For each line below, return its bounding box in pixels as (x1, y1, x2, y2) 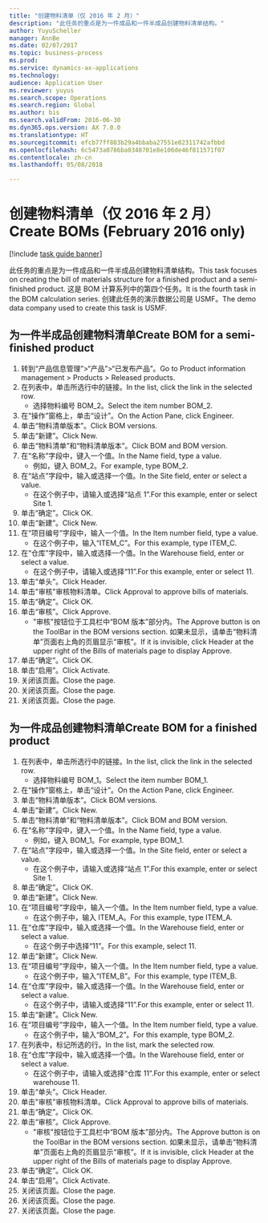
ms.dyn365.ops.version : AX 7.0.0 (9, 124, 121, 132)
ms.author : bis (9, 109, 60, 117)
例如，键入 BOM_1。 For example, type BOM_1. (32, 835, 185, 844)
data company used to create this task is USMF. (9, 303, 168, 313)
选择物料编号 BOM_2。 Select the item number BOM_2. (32, 400, 213, 410)
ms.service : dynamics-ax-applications (9, 64, 139, 72)
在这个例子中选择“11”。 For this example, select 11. (32, 941, 197, 950)
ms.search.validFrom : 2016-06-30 (9, 116, 121, 124)
